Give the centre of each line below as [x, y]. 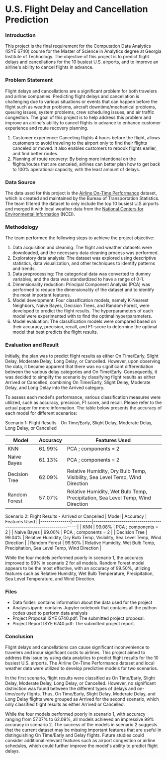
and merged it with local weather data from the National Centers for [74, 209]
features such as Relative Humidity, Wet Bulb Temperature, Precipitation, [80, 573]
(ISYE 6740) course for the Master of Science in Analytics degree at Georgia [83, 51]
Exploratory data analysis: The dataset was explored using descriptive [84, 258]
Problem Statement [29, 80]
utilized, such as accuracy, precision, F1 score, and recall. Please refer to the [83, 402]
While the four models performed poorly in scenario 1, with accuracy [75, 714]
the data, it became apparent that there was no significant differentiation [79, 366]
